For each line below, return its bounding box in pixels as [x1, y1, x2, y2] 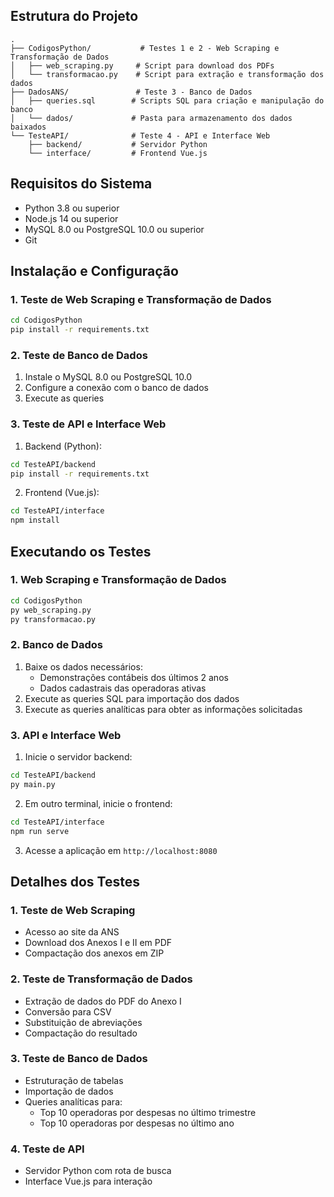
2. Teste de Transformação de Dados [10, 972, 193, 986]
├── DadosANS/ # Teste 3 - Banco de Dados [10, 87, 253, 97]
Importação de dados [24, 1085, 114, 1097]
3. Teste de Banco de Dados [10, 1052, 148, 1066]
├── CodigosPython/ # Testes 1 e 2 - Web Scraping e [10, 43, 280, 53]
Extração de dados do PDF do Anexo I [24, 995, 182, 1007]
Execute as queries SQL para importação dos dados [24, 692, 240, 704]
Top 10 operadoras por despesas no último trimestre [39, 1106, 257, 1118]
